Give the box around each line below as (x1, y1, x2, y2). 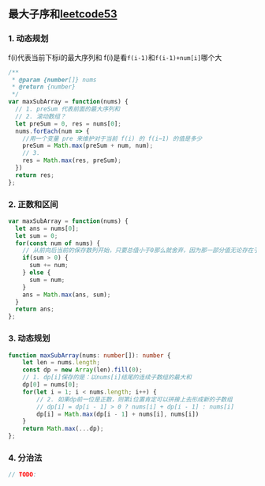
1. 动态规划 (8, 33, 49, 44)
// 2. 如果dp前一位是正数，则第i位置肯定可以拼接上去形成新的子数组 (36, 395, 233, 403)
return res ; (15, 171, 55, 179)
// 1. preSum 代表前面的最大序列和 (15, 105, 121, 113)
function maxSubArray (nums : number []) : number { (8, 351, 171, 360)
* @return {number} (11, 83, 77, 91)
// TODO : (8, 471, 37, 479)
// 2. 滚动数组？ (15, 112, 66, 120)
